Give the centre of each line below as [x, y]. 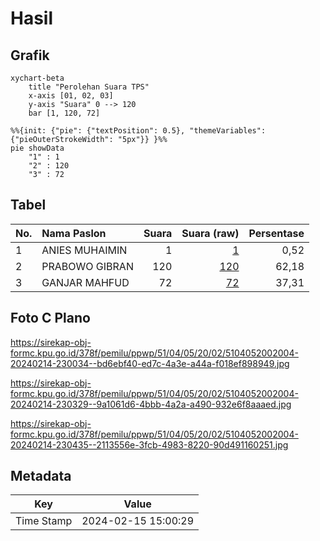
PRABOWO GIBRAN [87, 266]
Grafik [30, 55]
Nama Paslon [74, 233]
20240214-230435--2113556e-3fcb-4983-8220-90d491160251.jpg [149, 444]
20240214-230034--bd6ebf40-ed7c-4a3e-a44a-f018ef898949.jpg [150, 363]
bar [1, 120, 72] [64, 113]
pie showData [37, 148]
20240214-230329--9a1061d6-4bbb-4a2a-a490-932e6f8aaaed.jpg [151, 404]
